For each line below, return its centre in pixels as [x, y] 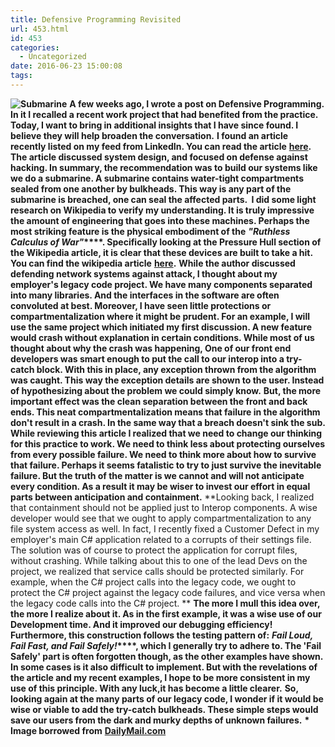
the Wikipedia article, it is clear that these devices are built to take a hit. [161, 252]
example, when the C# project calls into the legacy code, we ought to [153, 582]
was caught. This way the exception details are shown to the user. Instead [167, 380]
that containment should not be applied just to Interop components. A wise [164, 507]
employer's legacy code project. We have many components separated [161, 284]
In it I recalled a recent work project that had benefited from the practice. [164, 114]
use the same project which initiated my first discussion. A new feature [161, 327]
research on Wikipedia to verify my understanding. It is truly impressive [162, 210]
